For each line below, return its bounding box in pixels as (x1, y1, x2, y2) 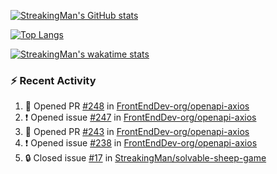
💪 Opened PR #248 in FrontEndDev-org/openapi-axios (24, 100, 250, 112)
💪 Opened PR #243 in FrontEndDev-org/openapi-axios (24, 126, 250, 138)
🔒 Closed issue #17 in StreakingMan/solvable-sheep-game (24, 152, 267, 164)
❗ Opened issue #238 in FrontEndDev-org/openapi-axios (24, 137, 258, 149)
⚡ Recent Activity (10, 73, 97, 87)
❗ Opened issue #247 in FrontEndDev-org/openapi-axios (24, 111, 257, 124)
